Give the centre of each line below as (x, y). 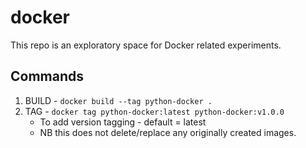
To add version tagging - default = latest (123, 122)
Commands (47, 76)
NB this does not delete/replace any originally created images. (168, 132)
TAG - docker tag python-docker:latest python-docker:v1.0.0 (154, 111)
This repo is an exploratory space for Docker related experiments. (146, 45)
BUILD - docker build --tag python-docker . (118, 100)
